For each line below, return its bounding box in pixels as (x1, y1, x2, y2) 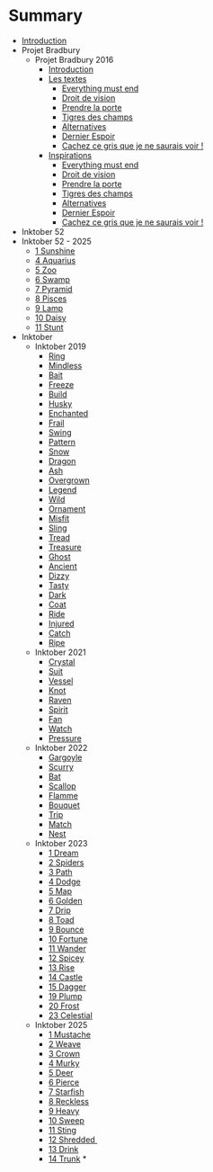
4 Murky (48, 1058, 80, 1069)
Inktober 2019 (34, 341, 86, 352)
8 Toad (48, 914, 75, 925)
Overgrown (48, 474, 91, 486)
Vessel (48, 675, 74, 686)
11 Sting (48, 1124, 77, 1135)
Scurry (48, 761, 74, 772)
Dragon (48, 455, 76, 466)
